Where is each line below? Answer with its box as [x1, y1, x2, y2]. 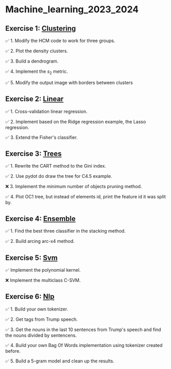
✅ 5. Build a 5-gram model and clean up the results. [5, 358, 115, 364]
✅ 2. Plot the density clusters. [5, 48, 68, 54]
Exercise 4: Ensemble [5, 214, 76, 223]
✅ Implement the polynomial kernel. [5, 267, 81, 273]
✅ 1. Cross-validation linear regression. [5, 108, 88, 114]
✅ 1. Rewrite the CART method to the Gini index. [5, 163, 106, 169]
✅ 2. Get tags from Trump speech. [5, 316, 78, 322]
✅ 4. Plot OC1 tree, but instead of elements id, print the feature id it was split [5, 194, 166, 200]
